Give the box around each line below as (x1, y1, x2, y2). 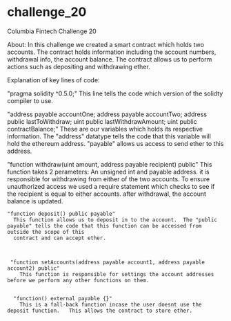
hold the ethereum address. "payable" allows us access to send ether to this (7, 139, 224, 147)
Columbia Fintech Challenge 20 (7, 27, 97, 35)
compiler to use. (7, 96, 54, 104)
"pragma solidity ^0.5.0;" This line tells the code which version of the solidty (7, 89, 223, 98)
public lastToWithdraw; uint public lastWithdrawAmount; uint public (7, 117, 198, 125)
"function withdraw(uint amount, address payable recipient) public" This (7, 160, 212, 168)
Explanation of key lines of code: (7, 75, 100, 84)
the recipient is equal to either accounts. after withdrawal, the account (7, 190, 207, 198)
